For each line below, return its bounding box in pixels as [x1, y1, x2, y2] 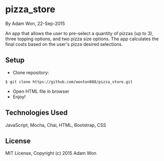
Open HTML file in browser [12, 88, 70, 94]
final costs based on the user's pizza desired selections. [5, 41, 123, 47]
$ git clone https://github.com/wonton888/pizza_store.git [5, 79, 133, 85]
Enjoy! [12, 93, 26, 100]
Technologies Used [5, 109, 68, 117]
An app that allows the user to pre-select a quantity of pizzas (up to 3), [5, 30, 154, 36]
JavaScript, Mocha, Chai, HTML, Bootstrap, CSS [5, 122, 107, 128]
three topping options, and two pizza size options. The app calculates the [5, 36, 159, 42]
